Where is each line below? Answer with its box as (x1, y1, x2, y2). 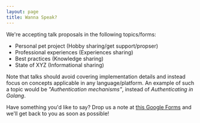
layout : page (6, 8, 39, 15)
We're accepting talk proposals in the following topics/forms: (6, 30, 157, 38)
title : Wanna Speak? (6, 14, 58, 20)
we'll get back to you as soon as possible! (6, 110, 110, 117)
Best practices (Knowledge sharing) (14, 55, 104, 62)
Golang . (6, 92, 26, 99)
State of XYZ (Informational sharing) (14, 61, 105, 69)
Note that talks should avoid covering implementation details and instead (6, 73, 186, 80)
